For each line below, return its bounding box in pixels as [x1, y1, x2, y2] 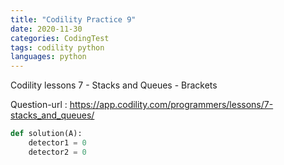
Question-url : [10, 99, 68, 111]
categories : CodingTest [10, 33, 110, 43]
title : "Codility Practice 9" [10, 14, 137, 25]
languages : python [10, 52, 87, 62]
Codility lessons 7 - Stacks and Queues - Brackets [10, 79, 218, 91]
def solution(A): [10, 129, 83, 139]
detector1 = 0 [28, 138, 87, 148]
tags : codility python [10, 42, 105, 53]
